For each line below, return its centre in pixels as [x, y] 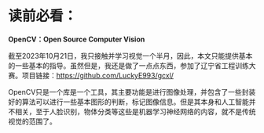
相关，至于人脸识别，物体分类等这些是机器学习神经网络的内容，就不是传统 [135, 111]
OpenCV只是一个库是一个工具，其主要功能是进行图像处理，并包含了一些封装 [132, 92]
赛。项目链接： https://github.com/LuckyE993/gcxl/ [91, 75]
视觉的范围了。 [32, 121]
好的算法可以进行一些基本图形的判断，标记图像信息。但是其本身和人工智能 [128, 102]
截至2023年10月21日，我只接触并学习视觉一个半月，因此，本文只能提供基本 [130, 56]
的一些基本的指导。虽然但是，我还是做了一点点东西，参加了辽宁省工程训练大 [132, 65]
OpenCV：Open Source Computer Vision [77, 39]
